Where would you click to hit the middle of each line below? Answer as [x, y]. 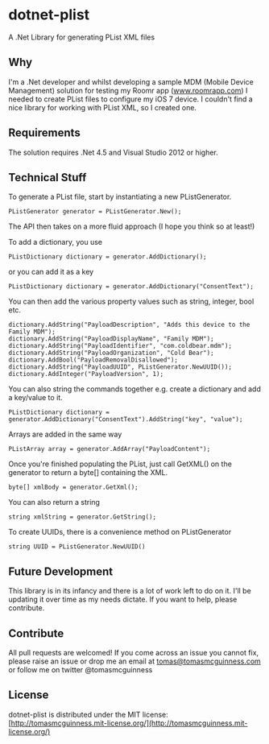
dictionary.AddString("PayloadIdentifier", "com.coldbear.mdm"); [120, 346]
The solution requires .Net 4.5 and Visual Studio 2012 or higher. [114, 152]
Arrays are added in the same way [65, 434]
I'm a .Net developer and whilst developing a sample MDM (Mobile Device [131, 81]
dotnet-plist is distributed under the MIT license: [89, 714]
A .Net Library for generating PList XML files [82, 37]
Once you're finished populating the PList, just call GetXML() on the [120, 464]
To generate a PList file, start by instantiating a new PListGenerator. [120, 197]
